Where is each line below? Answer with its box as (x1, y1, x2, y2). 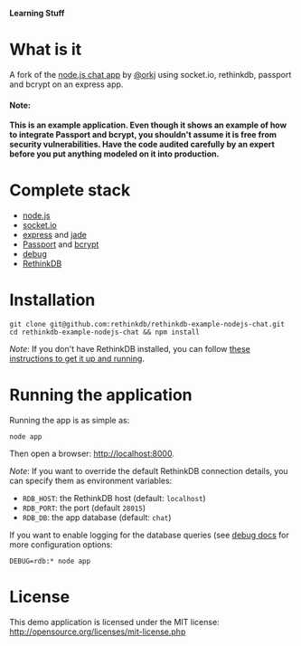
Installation (9, 290, 96, 310)
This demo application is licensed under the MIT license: (9, 616, 220, 627)
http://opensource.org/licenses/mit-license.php (9, 626, 186, 637)
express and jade (22, 230, 88, 241)
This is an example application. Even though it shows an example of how (9, 119, 287, 130)
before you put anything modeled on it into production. (9, 148, 220, 159)
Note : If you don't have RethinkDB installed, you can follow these (9, 344, 250, 355)
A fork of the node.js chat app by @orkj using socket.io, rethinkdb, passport (9, 69, 292, 80)
